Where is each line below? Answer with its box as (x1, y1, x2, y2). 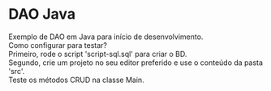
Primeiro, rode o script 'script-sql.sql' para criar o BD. (8, 49, 187, 58)
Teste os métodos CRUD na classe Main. (8, 75, 144, 84)
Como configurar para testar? (8, 40, 108, 50)
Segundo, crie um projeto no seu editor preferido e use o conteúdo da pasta (8, 58, 264, 67)
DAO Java (8, 5, 75, 24)
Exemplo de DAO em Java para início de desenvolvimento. (8, 32, 204, 41)
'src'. (8, 66, 25, 76)
